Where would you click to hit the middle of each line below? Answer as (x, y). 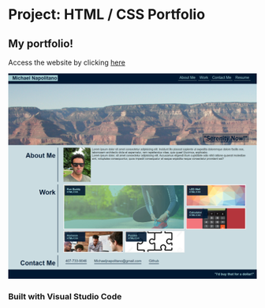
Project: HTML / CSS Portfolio (107, 15)
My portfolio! (41, 44)
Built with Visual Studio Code (65, 296)
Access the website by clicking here (67, 62)
